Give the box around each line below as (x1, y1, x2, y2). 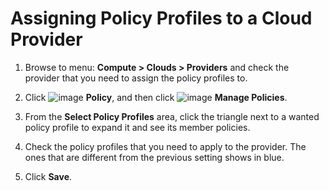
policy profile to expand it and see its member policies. (24, 121, 251, 133)
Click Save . (24, 170, 73, 182)
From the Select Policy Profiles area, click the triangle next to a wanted (24, 110, 320, 122)
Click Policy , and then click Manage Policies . (24, 91, 288, 103)
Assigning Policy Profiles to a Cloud (10, 7, 313, 30)
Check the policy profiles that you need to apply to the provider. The (24, 140, 307, 152)
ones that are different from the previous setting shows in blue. (24, 151, 285, 163)
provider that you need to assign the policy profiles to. (24, 72, 248, 84)
